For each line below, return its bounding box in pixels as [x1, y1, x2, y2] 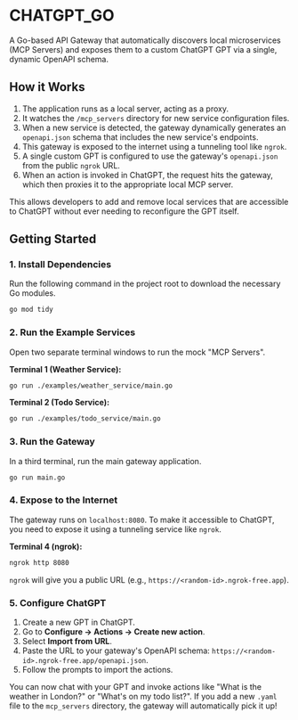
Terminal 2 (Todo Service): [9, 397, 109, 408]
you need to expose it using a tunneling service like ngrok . [9, 523, 222, 535]
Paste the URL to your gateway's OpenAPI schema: [21, 645, 211, 656]
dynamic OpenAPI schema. [9, 53, 109, 64]
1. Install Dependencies [9, 258, 112, 271]
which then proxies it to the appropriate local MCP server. [21, 179, 234, 190]
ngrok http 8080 [9, 558, 69, 567]
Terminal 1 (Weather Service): [9, 364, 122, 374]
